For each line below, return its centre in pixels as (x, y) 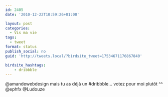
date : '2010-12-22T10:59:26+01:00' (42, 14)
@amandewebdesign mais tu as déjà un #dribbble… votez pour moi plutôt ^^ (84, 84)
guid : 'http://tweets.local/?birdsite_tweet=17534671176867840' (74, 56)
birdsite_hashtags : (26, 65)
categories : (18, 28)
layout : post (19, 23)
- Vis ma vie (23, 33)
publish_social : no (26, 51)
